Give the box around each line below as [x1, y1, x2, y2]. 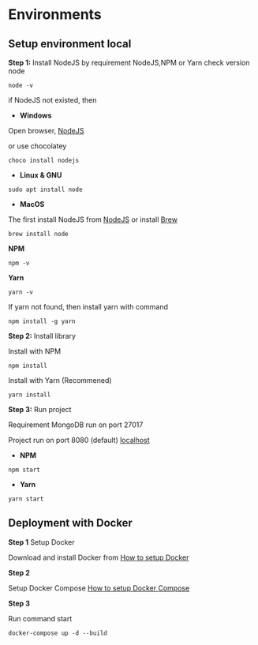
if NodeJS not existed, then [8, 96, 97, 104]
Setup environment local [8, 37, 132, 51]
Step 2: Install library [8, 332, 77, 340]
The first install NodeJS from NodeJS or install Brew [8, 215, 178, 224]
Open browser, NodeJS [8, 126, 84, 135]
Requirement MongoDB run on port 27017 [8, 420, 144, 429]
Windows [19, 111, 52, 120]
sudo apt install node [8, 186, 83, 193]
